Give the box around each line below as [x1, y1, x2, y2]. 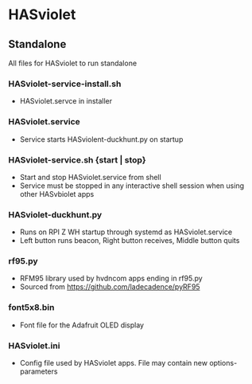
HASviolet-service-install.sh [8, 78, 122, 89]
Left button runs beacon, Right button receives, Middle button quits [19, 236, 240, 245]
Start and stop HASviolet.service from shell [19, 172, 161, 182]
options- [209, 359, 238, 368]
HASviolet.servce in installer [19, 96, 113, 106]
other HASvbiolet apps [19, 189, 95, 198]
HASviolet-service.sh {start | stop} [8, 154, 146, 165]
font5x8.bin [8, 302, 55, 313]
